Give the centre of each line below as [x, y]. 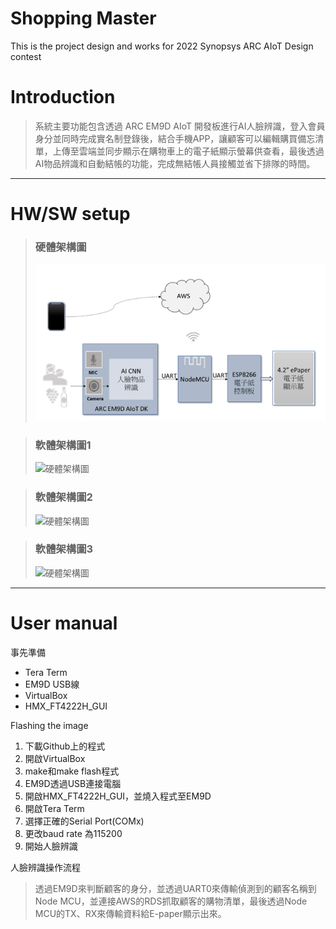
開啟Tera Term [54, 808]
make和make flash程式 [72, 771]
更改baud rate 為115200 [73, 833]
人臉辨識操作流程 [45, 867]
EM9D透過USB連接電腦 [73, 783]
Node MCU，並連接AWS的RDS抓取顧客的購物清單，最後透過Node [171, 901]
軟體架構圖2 [63, 497]
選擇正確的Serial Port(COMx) [84, 821]
